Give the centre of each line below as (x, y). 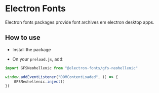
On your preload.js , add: (38, 59)
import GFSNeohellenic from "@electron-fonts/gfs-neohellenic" (72, 68)
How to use (23, 38)
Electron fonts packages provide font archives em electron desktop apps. (80, 22)
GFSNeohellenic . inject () (40, 82)
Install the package (32, 49)
